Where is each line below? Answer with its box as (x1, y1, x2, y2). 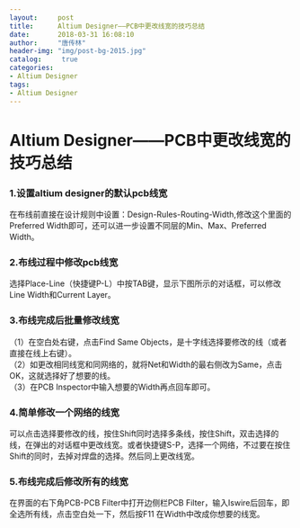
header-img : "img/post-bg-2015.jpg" (9, 47, 146, 56)
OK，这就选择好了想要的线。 (9, 370, 116, 380)
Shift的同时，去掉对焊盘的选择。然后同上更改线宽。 (9, 451, 199, 461)
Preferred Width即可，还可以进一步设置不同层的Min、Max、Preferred (9, 219, 267, 230)
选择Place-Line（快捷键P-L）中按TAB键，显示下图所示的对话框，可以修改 (9, 278, 281, 289)
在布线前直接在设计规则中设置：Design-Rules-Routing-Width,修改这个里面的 (9, 209, 292, 219)
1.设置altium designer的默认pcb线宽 (9, 186, 168, 199)
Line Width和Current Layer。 (9, 290, 117, 300)
